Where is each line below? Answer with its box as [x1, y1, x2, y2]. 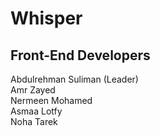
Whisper [10, 7, 83, 30]
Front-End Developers [10, 47, 151, 64]
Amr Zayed [10, 84, 56, 96]
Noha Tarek [10, 116, 58, 127]
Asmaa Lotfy [10, 105, 63, 117]
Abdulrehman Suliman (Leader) [10, 73, 139, 85]
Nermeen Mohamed [10, 95, 93, 106]
